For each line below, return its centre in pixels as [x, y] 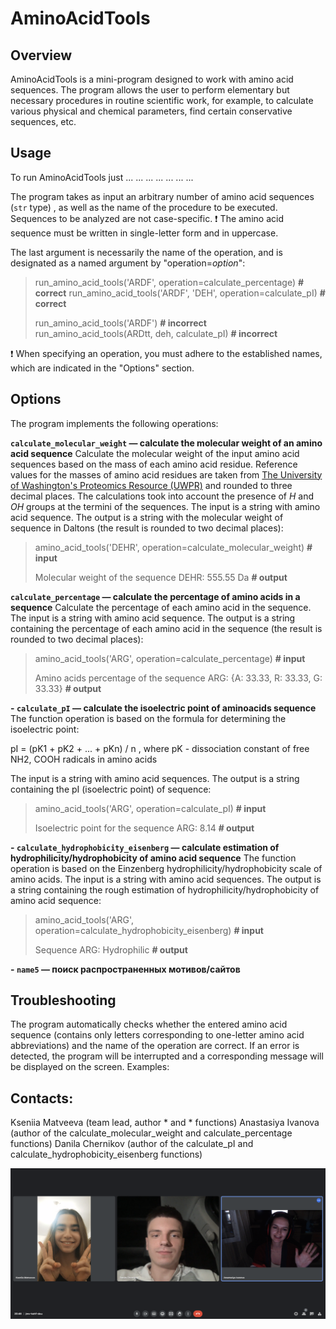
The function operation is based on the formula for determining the [148, 718]
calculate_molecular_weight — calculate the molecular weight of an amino [166, 443]
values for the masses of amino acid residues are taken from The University [166, 474]
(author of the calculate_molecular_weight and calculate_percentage [151, 1133]
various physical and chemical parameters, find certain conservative [151, 111]
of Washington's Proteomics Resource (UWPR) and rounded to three [151, 485]
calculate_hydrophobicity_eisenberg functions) [106, 1154]
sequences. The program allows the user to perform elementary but [150, 90]
